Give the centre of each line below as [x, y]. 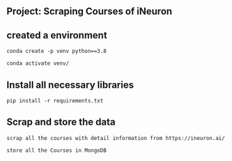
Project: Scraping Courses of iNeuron [90, 11]
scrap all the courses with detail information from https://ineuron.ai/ [116, 138]
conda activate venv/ [38, 63]
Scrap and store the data [61, 122]
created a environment [57, 35]
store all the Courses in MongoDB [57, 150]
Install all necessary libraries [70, 85]
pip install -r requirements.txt [55, 101]
